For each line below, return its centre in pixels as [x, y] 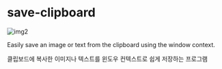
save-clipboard [51, 13]
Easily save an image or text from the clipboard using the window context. [111, 44]
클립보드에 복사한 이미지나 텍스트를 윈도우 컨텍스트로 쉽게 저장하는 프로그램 [108, 59]
